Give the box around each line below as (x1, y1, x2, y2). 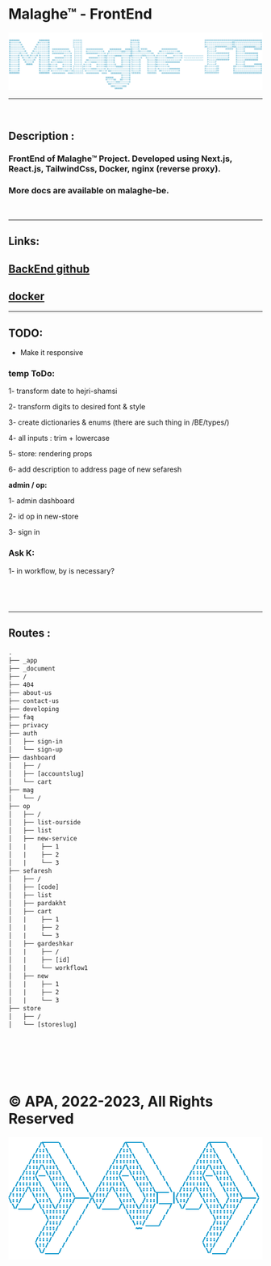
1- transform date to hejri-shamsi (8, 386, 118, 396)
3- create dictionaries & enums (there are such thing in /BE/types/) (8, 417, 230, 427)
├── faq (8, 713, 35, 722)
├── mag (8, 786, 35, 794)
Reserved (8, 1110, 74, 1128)
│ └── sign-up (8, 746, 63, 754)
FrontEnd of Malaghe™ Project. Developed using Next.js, (8, 153, 232, 164)
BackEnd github (8, 262, 90, 276)
